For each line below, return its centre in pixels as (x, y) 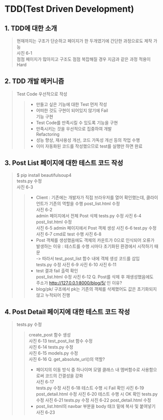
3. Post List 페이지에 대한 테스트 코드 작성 (64, 163)
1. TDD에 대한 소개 (31, 28)
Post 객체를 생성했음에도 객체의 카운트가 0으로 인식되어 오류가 (95, 240)
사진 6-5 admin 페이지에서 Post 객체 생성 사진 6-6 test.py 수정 (96, 228)
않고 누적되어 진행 (53, 295)
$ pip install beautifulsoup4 (44, 175)
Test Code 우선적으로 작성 (42, 94)
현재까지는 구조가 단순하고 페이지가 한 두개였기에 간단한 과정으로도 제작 (84, 41)
